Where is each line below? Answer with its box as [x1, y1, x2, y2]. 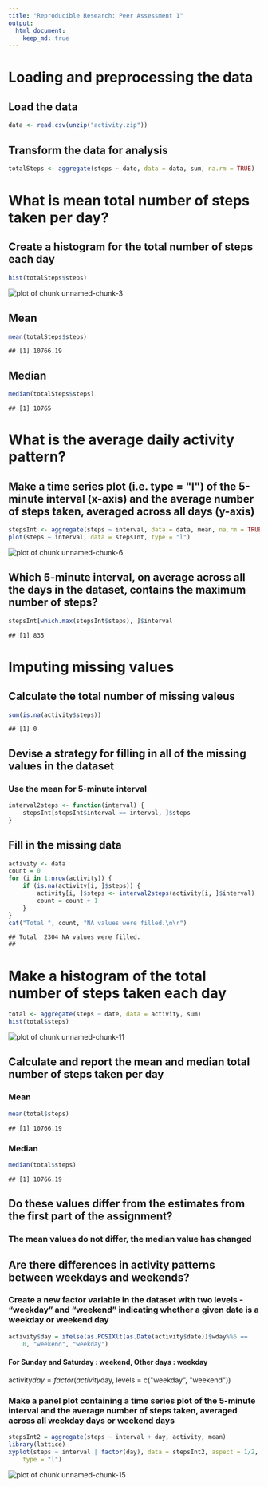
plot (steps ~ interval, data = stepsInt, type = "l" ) [8, 533, 191, 541]
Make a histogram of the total [8, 967, 207, 985]
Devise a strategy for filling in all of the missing [8, 746, 246, 760]
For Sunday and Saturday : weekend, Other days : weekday [8, 1358, 208, 1367]
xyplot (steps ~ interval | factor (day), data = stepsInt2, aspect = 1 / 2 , [8, 1448, 259, 1456]
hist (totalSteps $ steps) [8, 273, 88, 282]
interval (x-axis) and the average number [45, 492, 254, 506]
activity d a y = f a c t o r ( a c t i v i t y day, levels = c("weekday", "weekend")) [8, 1375, 231, 1385]
